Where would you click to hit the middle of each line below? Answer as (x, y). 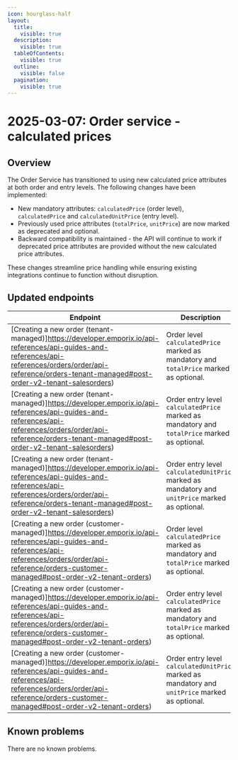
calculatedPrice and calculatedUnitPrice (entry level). (98, 216)
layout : (19, 21)
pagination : (32, 80)
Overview (29, 163)
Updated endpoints (51, 298)
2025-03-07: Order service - (94, 122)
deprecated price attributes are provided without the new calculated (117, 246)
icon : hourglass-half (39, 14)
